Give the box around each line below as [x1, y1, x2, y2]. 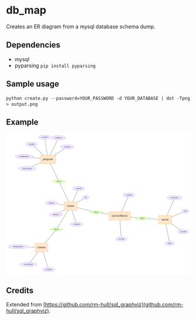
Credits [6, 285, 34, 295]
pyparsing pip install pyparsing [14, 62, 96, 69]
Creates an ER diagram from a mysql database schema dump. [6, 23, 156, 30]
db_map [6, 4, 47, 17]
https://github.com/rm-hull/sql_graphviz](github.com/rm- [45, 301, 184, 308]
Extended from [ [6, 301, 46, 308]
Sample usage [6, 79, 60, 89]
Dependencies [6, 40, 60, 50]
